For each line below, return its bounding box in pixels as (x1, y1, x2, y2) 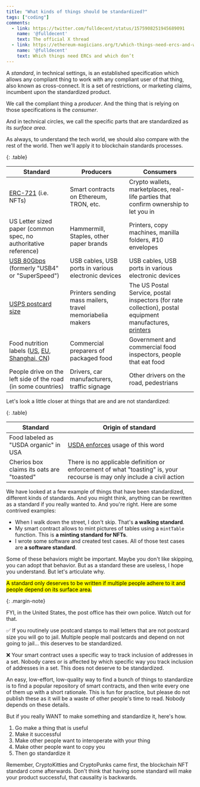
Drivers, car (70, 367, 103, 376)
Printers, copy (129, 221, 168, 229)
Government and (129, 335, 176, 343)
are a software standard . (14, 544, 77, 551)
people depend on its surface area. (6, 586, 92, 593)
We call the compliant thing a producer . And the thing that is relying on (6, 99, 180, 107)
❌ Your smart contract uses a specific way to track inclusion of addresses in (6, 651, 193, 658)
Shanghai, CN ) (9, 354, 50, 362)
